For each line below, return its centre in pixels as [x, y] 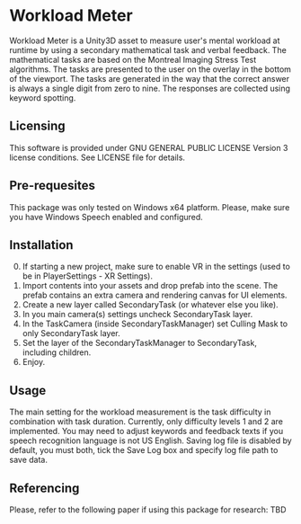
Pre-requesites [53, 186]
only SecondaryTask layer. [71, 333]
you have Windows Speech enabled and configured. [106, 217]
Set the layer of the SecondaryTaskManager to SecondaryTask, [140, 343]
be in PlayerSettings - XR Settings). [87, 276]
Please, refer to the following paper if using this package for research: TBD [148, 510]
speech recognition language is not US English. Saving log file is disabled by [150, 440]
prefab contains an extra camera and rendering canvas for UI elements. [155, 295]
